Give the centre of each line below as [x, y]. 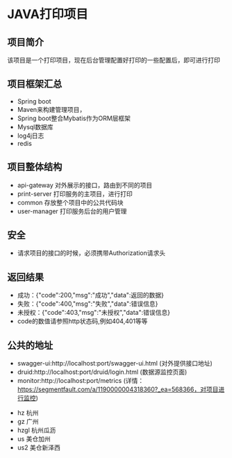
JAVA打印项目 [48, 14]
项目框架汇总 [35, 84]
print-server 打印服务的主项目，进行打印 [75, 194]
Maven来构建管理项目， [51, 109]
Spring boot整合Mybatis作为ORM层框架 [74, 118]
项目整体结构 [35, 167]
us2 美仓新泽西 [39, 448]
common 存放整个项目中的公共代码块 [70, 202]
